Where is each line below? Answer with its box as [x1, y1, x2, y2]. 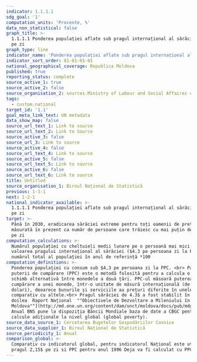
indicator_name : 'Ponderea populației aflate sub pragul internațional [6, 52, 185, 58]
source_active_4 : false [6, 145, 64, 151]
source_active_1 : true [6, 80, 62, 86]
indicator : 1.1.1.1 [6, 8, 54, 15]
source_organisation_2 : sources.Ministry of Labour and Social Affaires [6, 90, 188, 96]
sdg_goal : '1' [6, 14, 41, 20]
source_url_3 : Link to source [6, 139, 80, 146]
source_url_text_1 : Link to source [6, 123, 93, 129]
